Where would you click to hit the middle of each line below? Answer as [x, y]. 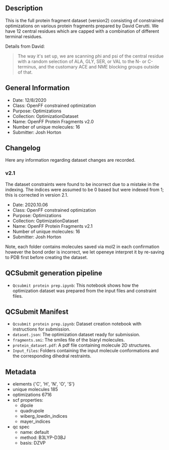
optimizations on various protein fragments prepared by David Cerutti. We [82, 26]
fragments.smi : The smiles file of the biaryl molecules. [69, 340]
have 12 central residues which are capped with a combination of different [82, 31]
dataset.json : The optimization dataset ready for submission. [76, 335]
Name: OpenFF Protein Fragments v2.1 [52, 226]
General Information [38, 88]
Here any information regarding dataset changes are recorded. [70, 160]
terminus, [27, 67]
